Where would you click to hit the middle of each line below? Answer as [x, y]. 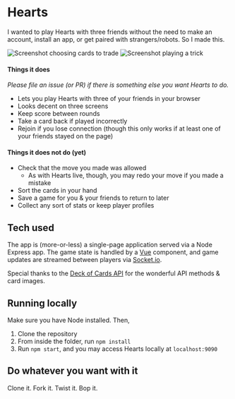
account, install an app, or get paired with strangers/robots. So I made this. [116, 39]
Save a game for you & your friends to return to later [93, 198]
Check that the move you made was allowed [82, 168]
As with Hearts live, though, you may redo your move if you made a [126, 175]
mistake [40, 183]
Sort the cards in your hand [57, 191]
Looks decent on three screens [63, 106]
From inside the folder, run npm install [74, 341]
